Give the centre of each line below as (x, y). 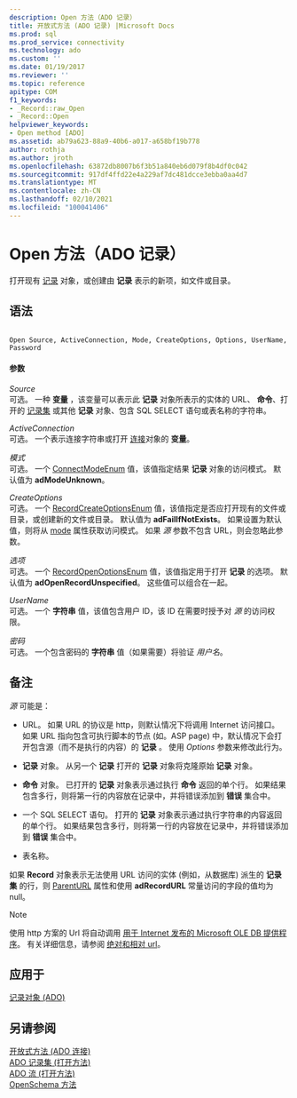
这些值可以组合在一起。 (190, 582)
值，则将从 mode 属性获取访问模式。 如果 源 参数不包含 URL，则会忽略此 (143, 530)
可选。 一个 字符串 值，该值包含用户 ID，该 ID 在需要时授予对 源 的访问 (138, 610)
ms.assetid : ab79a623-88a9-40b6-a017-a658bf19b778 (105, 141)
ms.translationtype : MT (53, 183)
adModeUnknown (68, 480)
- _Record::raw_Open (47, 108)
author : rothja (37, 149)
